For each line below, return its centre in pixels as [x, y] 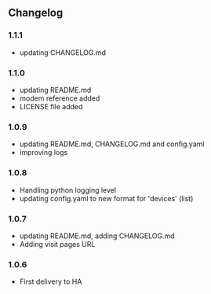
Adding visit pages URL [57, 244]
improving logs [44, 153]
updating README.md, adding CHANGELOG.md [97, 236]
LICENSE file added [51, 106]
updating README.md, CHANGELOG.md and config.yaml [112, 144]
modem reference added [60, 98]
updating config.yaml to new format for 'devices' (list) [106, 198]
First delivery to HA [51, 281]
